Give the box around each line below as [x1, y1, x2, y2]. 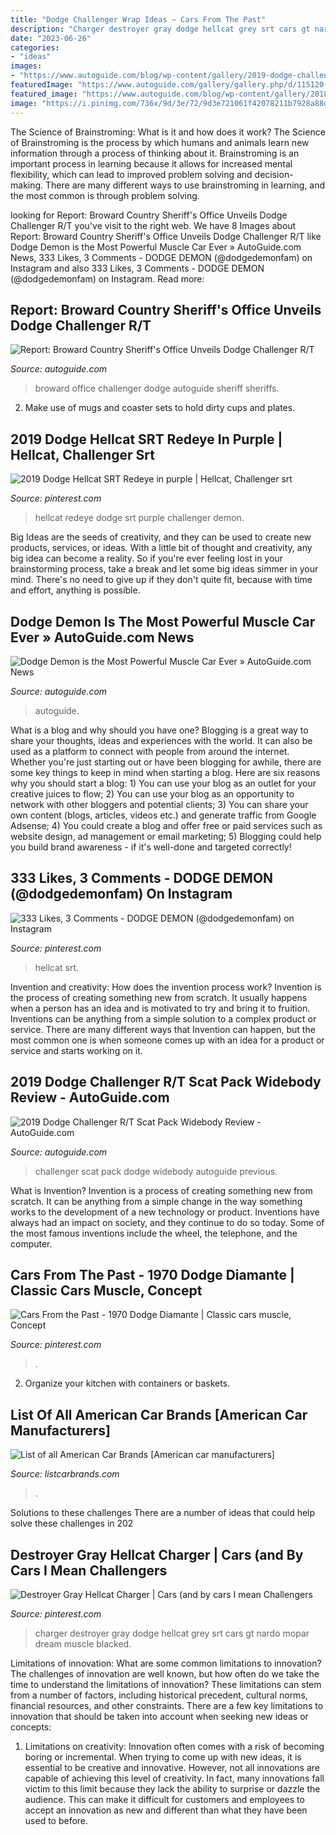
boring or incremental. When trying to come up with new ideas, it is [24, 1751, 302, 1763]
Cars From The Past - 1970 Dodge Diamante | [10, 1266, 295, 1283]
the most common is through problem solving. [10, 189, 200, 201]
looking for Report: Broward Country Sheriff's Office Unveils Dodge [10, 209, 288, 221]
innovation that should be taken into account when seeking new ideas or [10, 1711, 309, 1722]
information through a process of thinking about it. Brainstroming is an [10, 147, 300, 159]
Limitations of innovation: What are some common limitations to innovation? [10, 1657, 322, 1669]
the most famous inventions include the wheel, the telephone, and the [10, 1227, 298, 1239]
